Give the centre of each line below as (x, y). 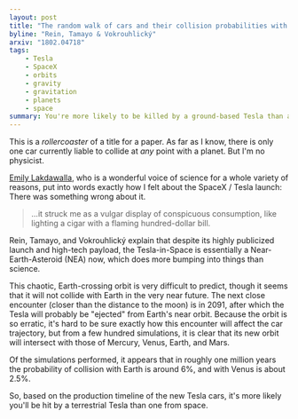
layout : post (33, 17)
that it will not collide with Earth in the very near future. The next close (137, 296)
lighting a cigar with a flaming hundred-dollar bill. (121, 224)
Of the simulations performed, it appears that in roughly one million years (143, 360)
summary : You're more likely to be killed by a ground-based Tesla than (146, 116)
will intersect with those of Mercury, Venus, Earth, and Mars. (120, 343)
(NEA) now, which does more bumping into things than (164, 259)
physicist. (27, 161)
